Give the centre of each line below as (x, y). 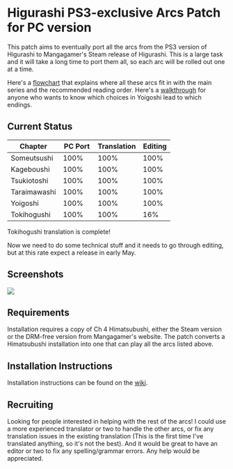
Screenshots (35, 275)
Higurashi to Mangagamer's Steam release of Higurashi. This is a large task (115, 54)
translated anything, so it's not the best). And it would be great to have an (112, 444)
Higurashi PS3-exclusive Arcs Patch (114, 13)
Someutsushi (32, 158)
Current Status (40, 127)
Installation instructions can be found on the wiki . (78, 383)
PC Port (77, 146)
